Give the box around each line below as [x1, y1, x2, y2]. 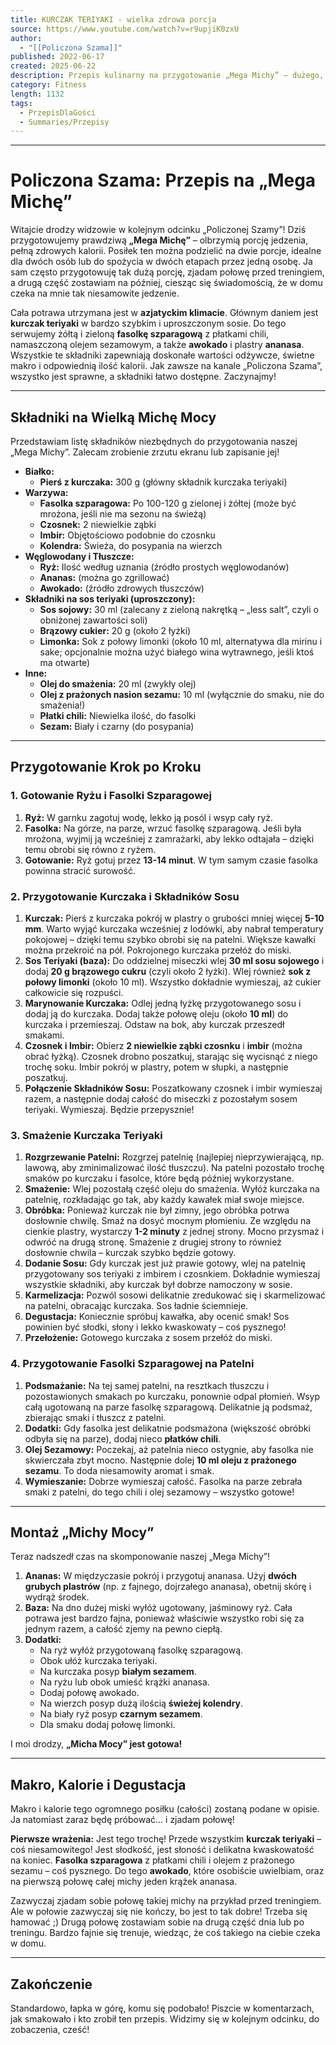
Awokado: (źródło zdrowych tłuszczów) [39, 582, 205, 594]
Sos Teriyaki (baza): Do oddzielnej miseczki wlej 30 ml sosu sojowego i [24, 954, 325, 966]
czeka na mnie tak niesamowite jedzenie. [10, 287, 180, 300]
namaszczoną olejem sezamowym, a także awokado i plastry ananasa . [10, 339, 305, 351]
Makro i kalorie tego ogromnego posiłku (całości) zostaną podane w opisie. [10, 1803, 320, 1815]
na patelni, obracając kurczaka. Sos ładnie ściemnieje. [24, 1300, 249, 1312]
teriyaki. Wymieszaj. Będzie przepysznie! [24, 1103, 195, 1115]
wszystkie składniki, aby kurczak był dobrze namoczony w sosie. [24, 1279, 293, 1291]
